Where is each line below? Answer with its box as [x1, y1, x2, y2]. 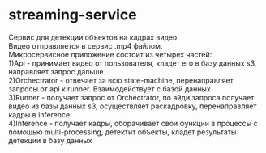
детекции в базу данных [8, 135, 92, 145]
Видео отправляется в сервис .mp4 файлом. [8, 40, 163, 50]
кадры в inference [8, 109, 71, 119]
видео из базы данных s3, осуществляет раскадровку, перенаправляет [8, 101, 257, 111]
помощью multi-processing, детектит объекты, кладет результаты [8, 127, 237, 137]
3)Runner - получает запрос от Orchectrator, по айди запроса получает [8, 92, 255, 102]
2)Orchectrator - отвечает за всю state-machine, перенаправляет [8, 75, 234, 85]
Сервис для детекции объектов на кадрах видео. [8, 32, 180, 42]
